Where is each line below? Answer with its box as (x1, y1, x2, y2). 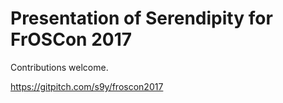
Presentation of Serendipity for (10, 7, 273, 30)
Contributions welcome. (10, 61, 109, 73)
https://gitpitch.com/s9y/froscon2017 (10, 80, 164, 92)
